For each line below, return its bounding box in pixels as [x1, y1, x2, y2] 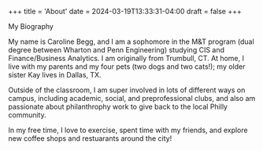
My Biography [8, 22, 54, 31]
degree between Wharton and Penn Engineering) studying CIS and [8, 45, 225, 54]
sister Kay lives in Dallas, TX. [8, 70, 102, 79]
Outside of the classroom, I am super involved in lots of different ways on [8, 85, 246, 95]
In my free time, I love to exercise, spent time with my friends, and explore [8, 125, 248, 135]
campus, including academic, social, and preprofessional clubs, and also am [8, 94, 256, 102]
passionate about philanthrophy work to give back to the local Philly [8, 102, 228, 111]
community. [8, 110, 46, 120]
